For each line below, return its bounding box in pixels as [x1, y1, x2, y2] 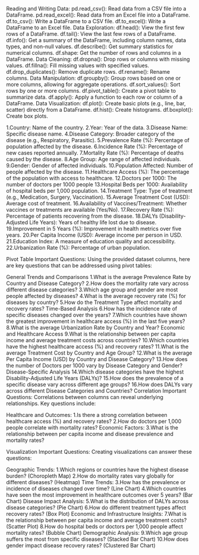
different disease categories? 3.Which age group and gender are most [6, 286, 178, 293]
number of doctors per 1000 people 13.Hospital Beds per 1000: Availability [6, 181, 188, 188]
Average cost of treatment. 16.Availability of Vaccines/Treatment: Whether [6, 200, 187, 207]
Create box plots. [6, 112, 49, 120]
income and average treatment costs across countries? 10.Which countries [6, 337, 189, 344]
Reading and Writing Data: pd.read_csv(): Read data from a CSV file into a [6, 5, 187, 12]
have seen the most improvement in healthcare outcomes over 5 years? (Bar [6, 491, 193, 498]
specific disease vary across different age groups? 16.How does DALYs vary [6, 381, 193, 388]
